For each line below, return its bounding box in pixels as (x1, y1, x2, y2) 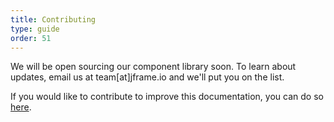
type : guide (10, 24, 60, 34)
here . (10, 101, 32, 113)
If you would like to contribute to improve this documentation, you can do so (10, 91, 324, 103)
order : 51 (10, 33, 52, 43)
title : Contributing (10, 14, 97, 25)
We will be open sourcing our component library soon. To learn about (10, 61, 297, 73)
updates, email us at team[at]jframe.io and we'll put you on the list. (10, 71, 285, 83)
